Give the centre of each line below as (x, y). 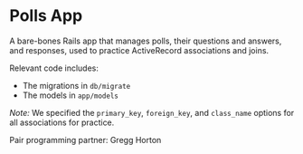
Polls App (46, 16)
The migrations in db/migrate (76, 85)
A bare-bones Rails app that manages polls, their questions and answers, (146, 41)
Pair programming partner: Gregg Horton (85, 140)
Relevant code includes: (54, 68)
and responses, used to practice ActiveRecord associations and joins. (139, 50)
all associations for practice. (62, 122)
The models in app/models (71, 95)
